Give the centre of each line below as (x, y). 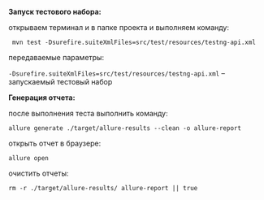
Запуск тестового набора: (55, 12)
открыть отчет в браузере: (55, 143)
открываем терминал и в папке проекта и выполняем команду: (119, 27)
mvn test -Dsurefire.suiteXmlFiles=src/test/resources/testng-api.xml (134, 42)
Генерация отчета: (42, 98)
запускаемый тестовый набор (61, 82)
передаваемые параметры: (56, 57)
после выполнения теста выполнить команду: (88, 113)
